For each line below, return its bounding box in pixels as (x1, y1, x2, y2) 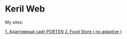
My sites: (5, 19, 23, 25)
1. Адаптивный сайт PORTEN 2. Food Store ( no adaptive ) (5, 28, 122, 34)
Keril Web (5, 3, 45, 14)
